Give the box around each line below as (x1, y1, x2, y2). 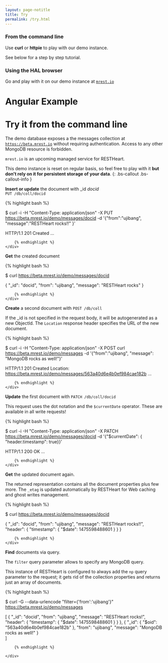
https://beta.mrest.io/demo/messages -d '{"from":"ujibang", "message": (5, 350, 154, 356)
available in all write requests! (5, 409, 66, 415)
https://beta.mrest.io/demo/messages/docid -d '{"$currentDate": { (5, 434, 142, 440)
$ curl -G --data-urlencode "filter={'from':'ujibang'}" (5, 599, 114, 605)
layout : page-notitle (5, 7, 50, 13)
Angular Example (5, 96, 78, 107)
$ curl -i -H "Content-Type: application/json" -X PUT (5, 210, 113, 216)
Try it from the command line (5, 119, 128, 130)
